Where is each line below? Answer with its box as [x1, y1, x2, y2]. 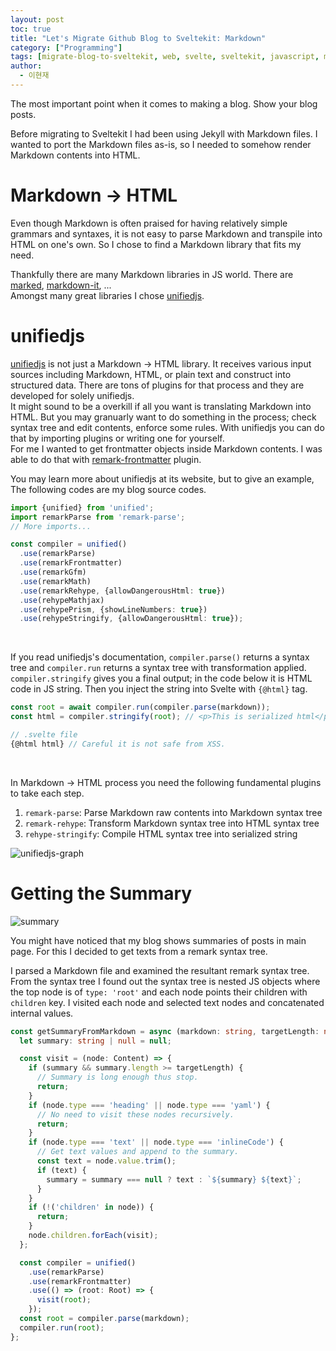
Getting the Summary [10, 882, 193, 905]
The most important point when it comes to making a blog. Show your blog [10, 97, 318, 110]
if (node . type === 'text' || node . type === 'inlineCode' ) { [28, 1137, 284, 1148]
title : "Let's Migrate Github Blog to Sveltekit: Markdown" [10, 33, 267, 43]
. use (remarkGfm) [19, 567, 87, 577]
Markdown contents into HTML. [10, 149, 141, 161]
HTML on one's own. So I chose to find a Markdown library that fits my [10, 238, 302, 250]
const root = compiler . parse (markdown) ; [19, 1314, 190, 1324]
